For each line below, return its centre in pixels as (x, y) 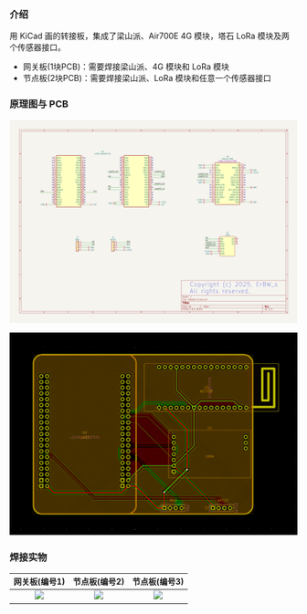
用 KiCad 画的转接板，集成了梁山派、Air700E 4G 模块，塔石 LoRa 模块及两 (150, 36)
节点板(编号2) (99, 582)
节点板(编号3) (158, 582)
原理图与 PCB (39, 104)
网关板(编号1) (39, 582)
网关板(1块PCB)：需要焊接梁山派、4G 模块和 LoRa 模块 (126, 67)
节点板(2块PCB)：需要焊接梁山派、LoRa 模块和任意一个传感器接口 (147, 78)
